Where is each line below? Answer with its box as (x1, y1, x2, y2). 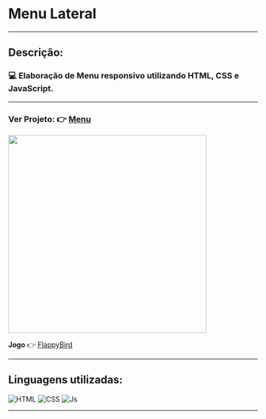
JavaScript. (8, 83, 54, 94)
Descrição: (8, 46, 63, 59)
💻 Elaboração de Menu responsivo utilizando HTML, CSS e (8, 70, 240, 82)
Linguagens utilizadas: (8, 373, 123, 387)
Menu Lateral (8, 5, 97, 23)
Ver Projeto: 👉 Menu (8, 113, 91, 124)
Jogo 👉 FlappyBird (8, 340, 73, 349)
